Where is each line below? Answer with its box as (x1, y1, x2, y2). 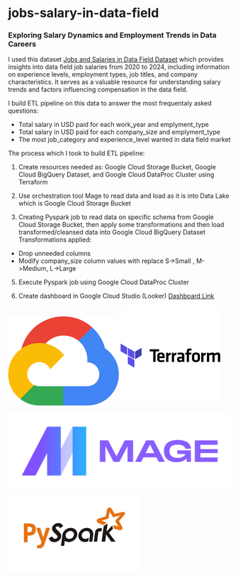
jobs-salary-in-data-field (8, 5, 159, 21)
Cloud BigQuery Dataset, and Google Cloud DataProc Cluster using (18, 170, 215, 179)
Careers (8, 39, 37, 49)
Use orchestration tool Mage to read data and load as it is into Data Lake (18, 191, 229, 200)
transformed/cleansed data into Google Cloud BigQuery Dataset (18, 228, 206, 237)
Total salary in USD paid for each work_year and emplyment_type (18, 121, 210, 129)
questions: (8, 106, 39, 115)
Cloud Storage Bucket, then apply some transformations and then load (18, 220, 225, 229)
